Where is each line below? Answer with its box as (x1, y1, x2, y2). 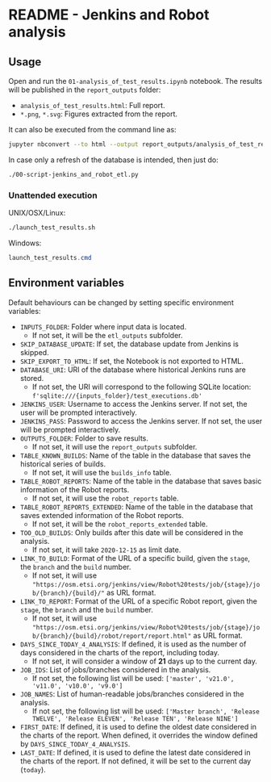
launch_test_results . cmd (8, 253, 92, 261)
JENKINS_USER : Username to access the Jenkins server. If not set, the (19, 399, 248, 408)
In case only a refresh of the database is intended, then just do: (8, 155, 219, 165)
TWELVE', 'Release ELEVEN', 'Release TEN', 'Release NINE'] (31, 714, 239, 723)
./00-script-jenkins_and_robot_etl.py (8, 170, 139, 178)
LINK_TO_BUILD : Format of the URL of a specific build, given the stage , (19, 553, 251, 562)
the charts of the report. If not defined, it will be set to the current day (19, 756, 252, 766)
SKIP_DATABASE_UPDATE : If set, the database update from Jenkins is (19, 339, 240, 349)
